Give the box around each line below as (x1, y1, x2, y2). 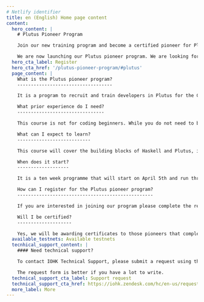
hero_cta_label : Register (12, 59, 78, 65)
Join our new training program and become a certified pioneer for (17, 43, 191, 49)
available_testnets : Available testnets (12, 236, 115, 242)
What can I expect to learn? (17, 131, 91, 137)
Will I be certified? (17, 214, 72, 220)
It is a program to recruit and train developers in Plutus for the (17, 92, 194, 99)
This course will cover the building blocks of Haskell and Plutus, (17, 148, 194, 154)
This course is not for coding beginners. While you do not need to (17, 120, 194, 126)
